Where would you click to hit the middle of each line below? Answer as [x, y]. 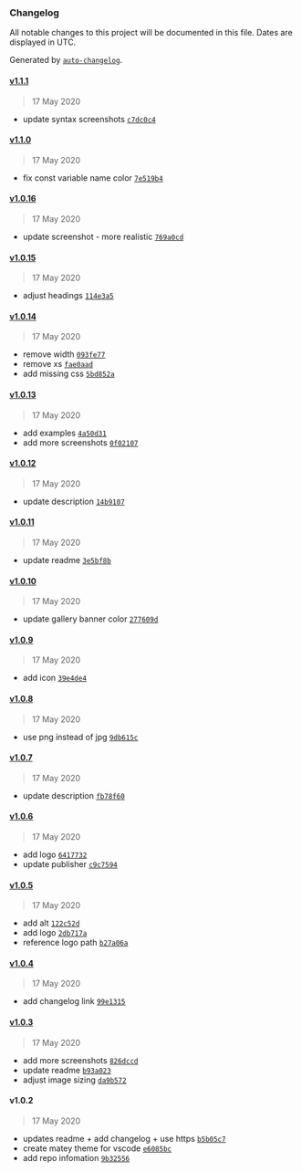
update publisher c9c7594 [70, 863]
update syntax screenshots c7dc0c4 [89, 119]
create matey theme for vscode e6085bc [97, 1148]
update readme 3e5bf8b [67, 560]
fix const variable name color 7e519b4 [93, 178]
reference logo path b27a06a [75, 943]
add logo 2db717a [55, 933]
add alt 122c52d [51, 923]
